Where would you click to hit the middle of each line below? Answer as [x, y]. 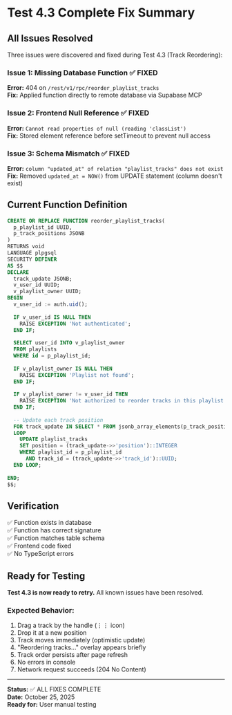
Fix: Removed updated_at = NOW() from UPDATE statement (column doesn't [115, 176]
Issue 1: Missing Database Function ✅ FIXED [83, 73]
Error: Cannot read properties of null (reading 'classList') [97, 128]
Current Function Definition [67, 205]
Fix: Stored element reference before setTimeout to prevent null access [109, 136]
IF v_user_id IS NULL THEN [52, 317]
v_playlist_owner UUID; [47, 292]
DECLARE [18, 272]
